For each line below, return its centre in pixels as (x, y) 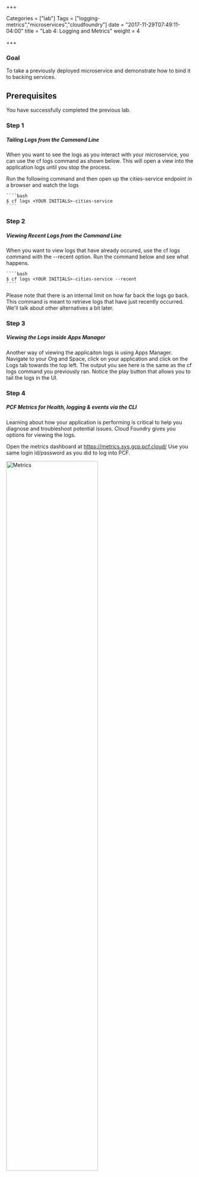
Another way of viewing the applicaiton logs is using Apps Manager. (89, 352)
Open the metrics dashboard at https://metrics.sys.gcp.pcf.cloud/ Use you (97, 446)
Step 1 (15, 125)
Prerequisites (31, 96)
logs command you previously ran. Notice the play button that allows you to (99, 371)
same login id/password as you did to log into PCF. (68, 453)
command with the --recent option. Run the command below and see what (97, 257)
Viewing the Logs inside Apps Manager (56, 337)
